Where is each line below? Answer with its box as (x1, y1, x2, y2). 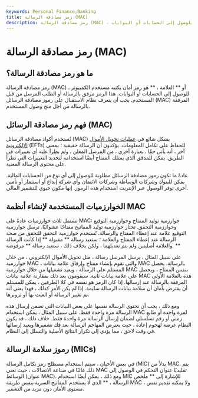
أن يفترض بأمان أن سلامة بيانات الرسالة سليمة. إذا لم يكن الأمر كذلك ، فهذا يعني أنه (6, 285, 187, 291)
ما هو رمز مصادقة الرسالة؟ (6, 68, 93, 78)
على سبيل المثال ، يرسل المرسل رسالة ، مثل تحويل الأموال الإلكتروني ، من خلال (6, 254, 181, 260)
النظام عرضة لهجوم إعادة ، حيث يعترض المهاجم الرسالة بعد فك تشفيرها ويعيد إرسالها (6, 321, 192, 328)
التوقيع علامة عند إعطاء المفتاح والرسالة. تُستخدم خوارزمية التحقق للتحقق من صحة (6, 230, 187, 236)
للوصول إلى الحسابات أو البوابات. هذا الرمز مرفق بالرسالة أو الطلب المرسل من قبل (6, 90, 190, 97)
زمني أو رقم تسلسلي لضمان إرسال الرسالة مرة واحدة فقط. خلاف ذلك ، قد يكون (6, 315, 183, 321)
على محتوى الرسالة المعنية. (6, 160, 67, 168)
